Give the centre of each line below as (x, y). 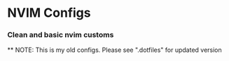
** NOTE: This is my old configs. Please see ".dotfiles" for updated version (114, 50)
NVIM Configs (49, 13)
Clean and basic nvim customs (61, 35)
